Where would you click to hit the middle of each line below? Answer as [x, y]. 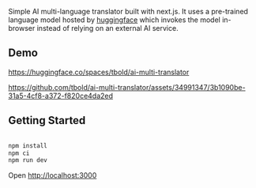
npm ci [19, 153]
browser [22, 28]
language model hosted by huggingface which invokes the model [115, 20]
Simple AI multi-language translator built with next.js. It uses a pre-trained [128, 11]
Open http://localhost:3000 [53, 175]
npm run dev [28, 160]
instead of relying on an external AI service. [108, 28]
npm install [28, 145]
